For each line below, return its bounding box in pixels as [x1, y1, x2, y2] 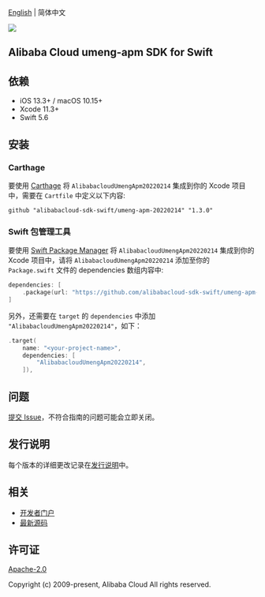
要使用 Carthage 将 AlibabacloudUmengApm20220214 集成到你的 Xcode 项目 [8, 181, 246, 190]
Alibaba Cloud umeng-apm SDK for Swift [8, 46, 213, 59]
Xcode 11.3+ [19, 104, 59, 114]
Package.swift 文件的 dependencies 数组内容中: [8, 265, 164, 275]
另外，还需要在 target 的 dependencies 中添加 [8, 311, 156, 321]
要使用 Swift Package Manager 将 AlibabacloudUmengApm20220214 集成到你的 [8, 246, 255, 255]
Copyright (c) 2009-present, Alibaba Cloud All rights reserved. [8, 580, 211, 589]
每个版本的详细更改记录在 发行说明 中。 [8, 460, 132, 469]
